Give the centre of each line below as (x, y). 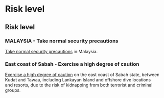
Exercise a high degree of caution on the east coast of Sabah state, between (82, 75)
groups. (13, 90)
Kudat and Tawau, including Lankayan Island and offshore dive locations (78, 80)
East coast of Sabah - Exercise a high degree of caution (72, 64)
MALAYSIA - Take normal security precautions (62, 41)
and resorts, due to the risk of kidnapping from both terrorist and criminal (79, 85)
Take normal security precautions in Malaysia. (51, 51)
